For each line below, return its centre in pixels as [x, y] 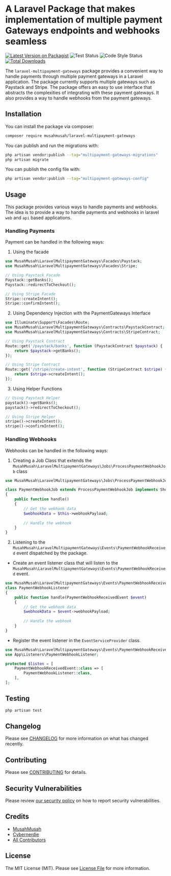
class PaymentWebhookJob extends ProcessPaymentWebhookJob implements [82, 490]
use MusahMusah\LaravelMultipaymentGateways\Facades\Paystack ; [74, 261]
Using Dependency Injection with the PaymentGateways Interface [82, 313]
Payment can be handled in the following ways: [55, 242]
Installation [23, 114]
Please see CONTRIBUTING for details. [46, 772]
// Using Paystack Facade [33, 275]
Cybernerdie [26, 834]
